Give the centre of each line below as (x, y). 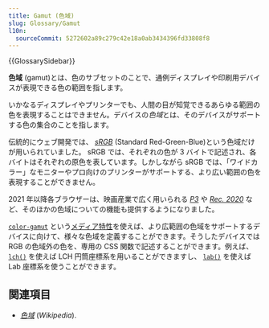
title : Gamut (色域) (41, 16)
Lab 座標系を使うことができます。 (64, 267)
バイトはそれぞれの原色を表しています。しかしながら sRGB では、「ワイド (130, 162)
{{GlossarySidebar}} (42, 61)
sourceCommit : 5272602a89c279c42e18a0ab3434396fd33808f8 (113, 38)
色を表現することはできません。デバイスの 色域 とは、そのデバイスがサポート (134, 115)
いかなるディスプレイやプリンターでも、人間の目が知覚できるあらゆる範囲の (134, 105)
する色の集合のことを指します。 (61, 125)
